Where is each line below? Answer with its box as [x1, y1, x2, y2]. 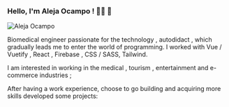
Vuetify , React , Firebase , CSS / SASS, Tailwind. [7, 50, 148, 58]
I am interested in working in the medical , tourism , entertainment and [7, 64, 209, 72]
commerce [7, 71, 38, 79]
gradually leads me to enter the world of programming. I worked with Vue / [7, 43, 222, 51]
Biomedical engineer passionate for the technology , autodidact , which [7, 35, 212, 44]
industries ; [39, 71, 72, 79]
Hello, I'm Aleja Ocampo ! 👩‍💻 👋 [7, 6, 112, 16]
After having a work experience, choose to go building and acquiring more [7, 85, 221, 93]
